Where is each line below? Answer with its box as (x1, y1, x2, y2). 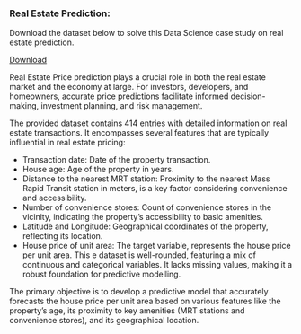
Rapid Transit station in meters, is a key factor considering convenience (22, 183, 288, 194)
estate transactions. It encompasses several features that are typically (9, 127, 270, 138)
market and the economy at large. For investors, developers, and (9, 82, 249, 92)
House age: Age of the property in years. (22, 164, 174, 175)
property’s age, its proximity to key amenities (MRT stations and (9, 305, 245, 316)
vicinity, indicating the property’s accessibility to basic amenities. (22, 212, 263, 223)
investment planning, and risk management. (40, 101, 203, 111)
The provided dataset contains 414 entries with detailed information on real (9, 118, 288, 128)
